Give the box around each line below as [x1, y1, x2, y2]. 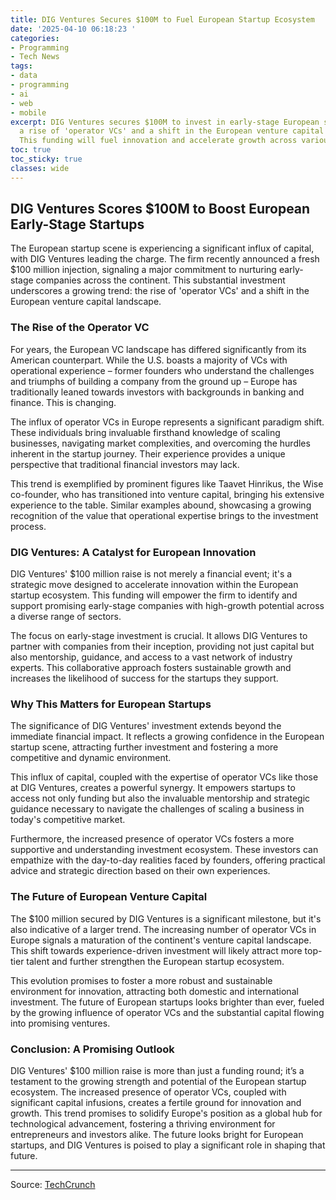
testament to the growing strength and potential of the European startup [10, 1075, 307, 1087]
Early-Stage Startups [10, 216, 145, 233]
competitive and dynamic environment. [10, 752, 172, 764]
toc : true [10, 145, 52, 155]
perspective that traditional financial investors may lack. [10, 458, 240, 470]
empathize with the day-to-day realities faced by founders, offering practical [10, 854, 326, 866]
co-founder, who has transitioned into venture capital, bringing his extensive [10, 488, 325, 500]
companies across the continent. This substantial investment [35, 274, 286, 286]
